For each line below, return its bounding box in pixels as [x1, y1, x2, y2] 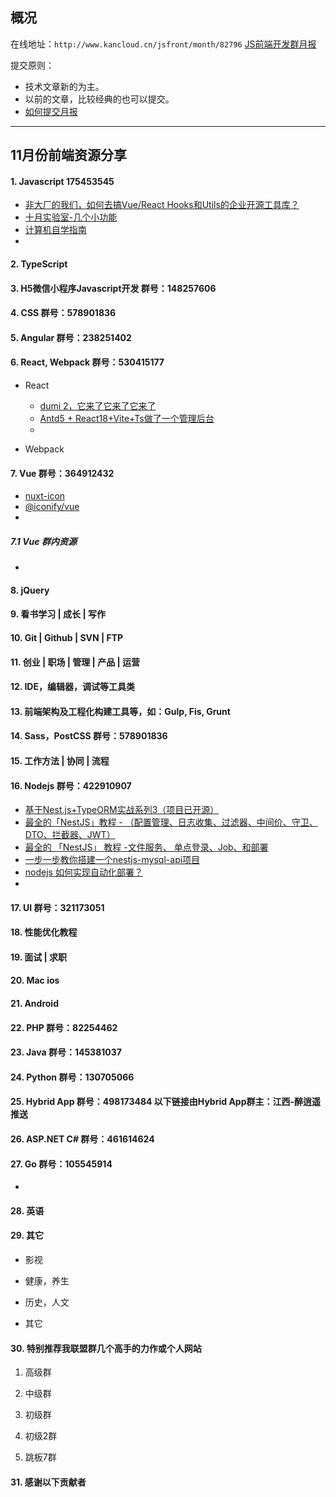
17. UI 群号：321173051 [10, 901, 105, 913]
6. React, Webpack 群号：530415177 [10, 356, 165, 368]
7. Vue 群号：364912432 [10, 467, 115, 479]
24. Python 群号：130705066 [10, 1071, 135, 1083]
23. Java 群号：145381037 [10, 1046, 122, 1058]
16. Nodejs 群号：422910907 [10, 779, 132, 792]
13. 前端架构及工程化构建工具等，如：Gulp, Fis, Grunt [10, 705, 231, 717]
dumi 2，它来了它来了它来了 [39, 399, 157, 412]
